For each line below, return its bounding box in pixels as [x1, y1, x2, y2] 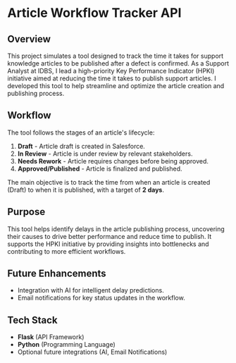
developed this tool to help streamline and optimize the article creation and [7, 82, 225, 90]
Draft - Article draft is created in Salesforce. [17, 142, 146, 150]
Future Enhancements [7, 268, 107, 280]
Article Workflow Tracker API [7, 5, 182, 21]
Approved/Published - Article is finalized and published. [17, 164, 182, 173]
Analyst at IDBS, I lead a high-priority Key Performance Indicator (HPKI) [7, 67, 215, 75]
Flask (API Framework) [17, 333, 85, 341]
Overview [7, 33, 51, 45]
